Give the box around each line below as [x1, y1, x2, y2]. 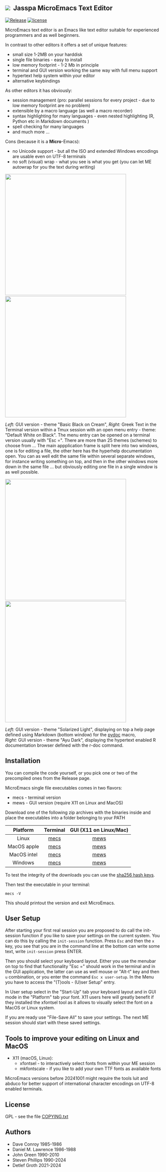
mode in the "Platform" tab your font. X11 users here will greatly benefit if [5, 994, 154, 1000]
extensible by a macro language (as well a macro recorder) [12, 107, 133, 113]
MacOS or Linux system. [5, 1005, 55, 1011]
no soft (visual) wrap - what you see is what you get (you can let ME [12, 159, 152, 165]
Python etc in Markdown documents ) [12, 118, 89, 124]
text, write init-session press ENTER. [5, 949, 83, 955]
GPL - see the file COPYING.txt [5, 1114, 68, 1120]
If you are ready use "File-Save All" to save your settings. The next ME [5, 1014, 149, 1020]
